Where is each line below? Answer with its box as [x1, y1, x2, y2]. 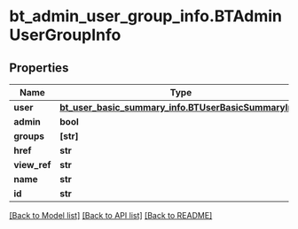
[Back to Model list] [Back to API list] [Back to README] [9, 210, 213, 220]
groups [13, 130, 45, 142]
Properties [9, 60, 69, 75]
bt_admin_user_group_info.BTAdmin [9, 6, 282, 27]
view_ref [13, 159, 51, 171]
